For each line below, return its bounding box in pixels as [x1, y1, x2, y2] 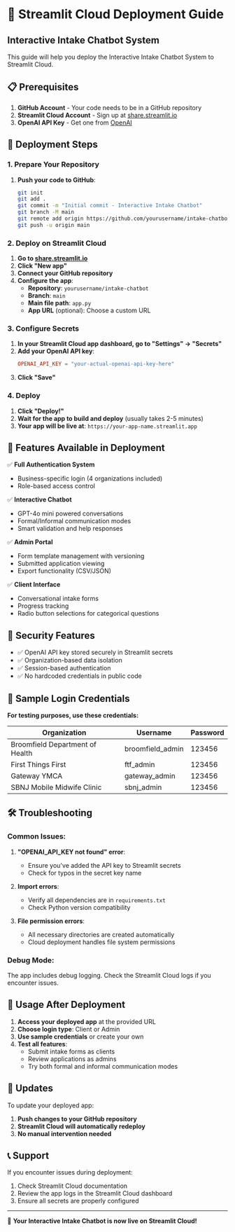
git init [17, 189, 43, 196]
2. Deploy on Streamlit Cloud [7, 238, 107, 248]
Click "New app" [17, 262, 68, 270]
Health [10, 748, 33, 758]
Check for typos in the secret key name [27, 868, 142, 877]
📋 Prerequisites [7, 81, 79, 93]
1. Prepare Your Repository [7, 160, 100, 169]
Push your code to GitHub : [17, 175, 96, 184]
